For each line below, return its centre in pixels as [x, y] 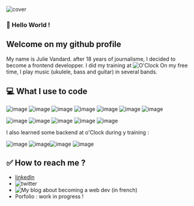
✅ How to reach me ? [46, 163]
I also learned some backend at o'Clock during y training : [77, 132]
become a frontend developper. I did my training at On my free [97, 65]
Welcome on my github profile [64, 44]
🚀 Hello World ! [28, 25]
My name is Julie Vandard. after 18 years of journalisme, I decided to [91, 59]
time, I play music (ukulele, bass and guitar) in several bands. [82, 72]
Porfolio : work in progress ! [49, 196]
